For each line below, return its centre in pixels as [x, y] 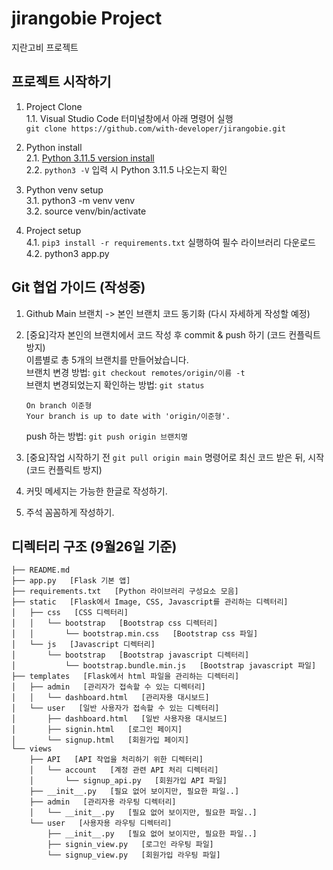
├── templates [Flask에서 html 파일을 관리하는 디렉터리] [125, 677]
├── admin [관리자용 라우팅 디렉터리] [103, 802]
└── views [32, 749]
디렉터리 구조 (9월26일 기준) [94, 546]
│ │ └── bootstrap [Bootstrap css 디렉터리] [115, 623]
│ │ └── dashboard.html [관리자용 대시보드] [110, 698]
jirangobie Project [87, 18]
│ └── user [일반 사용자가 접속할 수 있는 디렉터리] [115, 708]
